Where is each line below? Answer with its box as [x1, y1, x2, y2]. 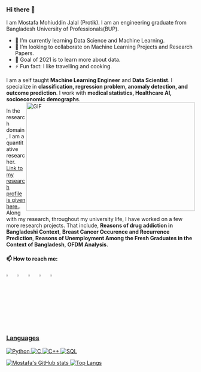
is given [6, 196, 26, 204]
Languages [6, 334, 40, 342]
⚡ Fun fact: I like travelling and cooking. [14, 63, 112, 70]
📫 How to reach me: [6, 255, 58, 262]
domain [6, 126, 25, 134]
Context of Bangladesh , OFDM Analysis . [6, 241, 109, 248]
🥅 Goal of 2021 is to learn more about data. [14, 56, 121, 63]
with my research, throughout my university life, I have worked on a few [6, 216, 183, 223]
